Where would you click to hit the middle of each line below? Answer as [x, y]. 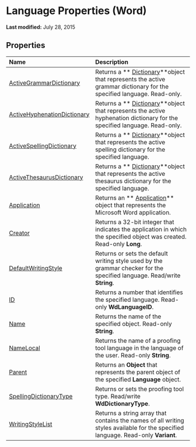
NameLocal [25, 348]
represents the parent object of [138, 372]
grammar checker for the [129, 268]
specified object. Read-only [134, 323]
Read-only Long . [119, 244]
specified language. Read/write [138, 275]
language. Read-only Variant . [136, 435]
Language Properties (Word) [76, 11]
